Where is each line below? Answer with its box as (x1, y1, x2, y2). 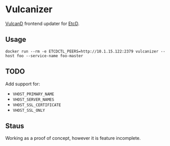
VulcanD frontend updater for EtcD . (5, 20, 80, 27)
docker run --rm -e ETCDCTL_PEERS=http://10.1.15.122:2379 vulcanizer (5, 48, 159, 54)
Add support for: (5, 81, 40, 87)
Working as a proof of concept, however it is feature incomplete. (5, 135, 141, 141)
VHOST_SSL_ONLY (12, 108, 45, 113)
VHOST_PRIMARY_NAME (12, 91, 55, 96)
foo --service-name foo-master (16, 53, 83, 58)
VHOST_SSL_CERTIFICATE (12, 102, 61, 108)
